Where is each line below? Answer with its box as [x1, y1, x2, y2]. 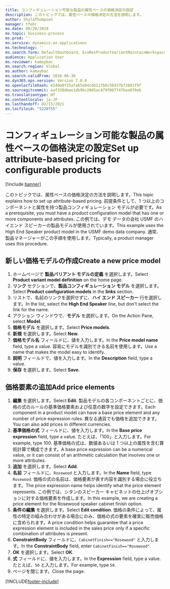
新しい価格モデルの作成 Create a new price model [5, 256, 161, 265]
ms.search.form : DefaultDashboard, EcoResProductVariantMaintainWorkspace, [5, 50, 168, 55]
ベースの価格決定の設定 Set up [14, 142, 139, 154]
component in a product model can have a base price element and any [12, 409, 160, 416]
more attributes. [12, 457, 47, 463]
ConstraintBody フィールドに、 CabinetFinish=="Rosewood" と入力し [12, 536, 155, 542]
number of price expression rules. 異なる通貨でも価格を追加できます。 [12, 415, 159, 421]
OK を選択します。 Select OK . [12, 549, 74, 555]
